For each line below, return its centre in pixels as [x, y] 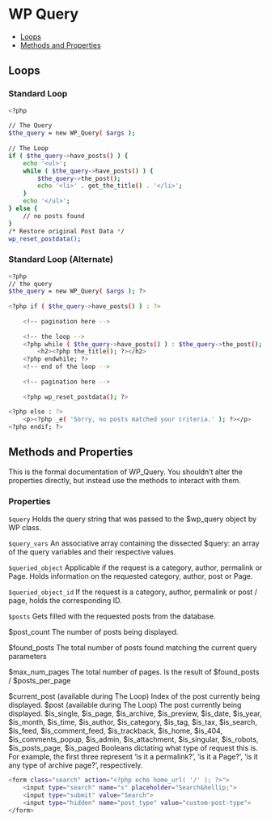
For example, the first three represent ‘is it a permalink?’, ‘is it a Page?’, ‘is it [133, 757]
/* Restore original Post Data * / [67, 231]
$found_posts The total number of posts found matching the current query [133, 648]
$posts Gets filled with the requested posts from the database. [112, 616]
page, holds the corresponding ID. [65, 601]
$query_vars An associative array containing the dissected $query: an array [134, 543]
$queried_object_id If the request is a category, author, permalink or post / [133, 592]
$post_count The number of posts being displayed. [93, 632]
